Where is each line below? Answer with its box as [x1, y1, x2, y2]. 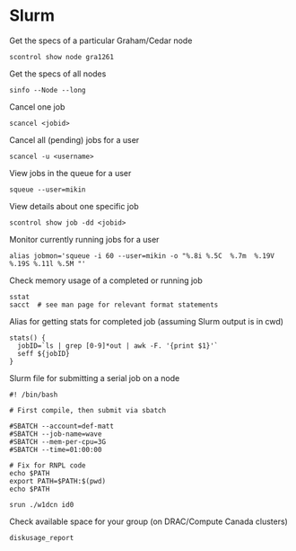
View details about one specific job [9, 200, 139, 211]
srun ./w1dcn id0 [9, 500, 74, 509]
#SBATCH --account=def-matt [9, 422, 115, 431]
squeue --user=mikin [9, 185, 87, 194]
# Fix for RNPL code [9, 460, 87, 470]
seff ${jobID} [17, 349, 70, 358]
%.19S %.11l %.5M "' [9, 259, 87, 268]
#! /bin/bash [9, 390, 58, 399]
